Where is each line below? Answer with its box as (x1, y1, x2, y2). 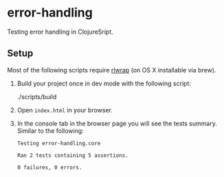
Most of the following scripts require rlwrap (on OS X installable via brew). (7, 65, 216, 74)
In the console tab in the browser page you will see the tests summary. (16, 119, 218, 127)
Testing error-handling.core (16, 140, 101, 147)
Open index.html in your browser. (16, 105, 113, 114)
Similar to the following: (16, 126, 84, 135)
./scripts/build (16, 92, 57, 101)
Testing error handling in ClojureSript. (7, 28, 113, 36)
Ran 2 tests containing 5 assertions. (16, 152, 128, 159)
